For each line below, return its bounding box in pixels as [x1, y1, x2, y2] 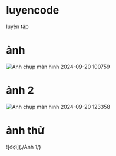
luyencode [6, 4, 59, 17]
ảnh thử [6, 124, 45, 137]
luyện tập [6, 23, 29, 30]
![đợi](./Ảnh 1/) [6, 143, 41, 150]
